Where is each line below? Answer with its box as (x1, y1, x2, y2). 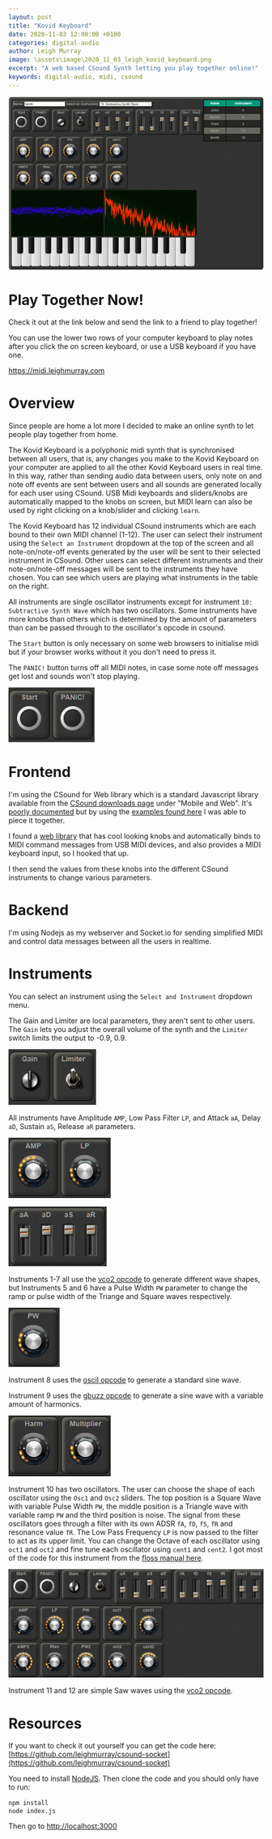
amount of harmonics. (8, 1399, 83, 1409)
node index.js (8, 1807, 57, 1816)
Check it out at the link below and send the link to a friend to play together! (8, 317, 257, 327)
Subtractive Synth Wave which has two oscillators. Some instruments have (8, 605, 257, 615)
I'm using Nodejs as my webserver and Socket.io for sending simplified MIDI (8, 928, 263, 938)
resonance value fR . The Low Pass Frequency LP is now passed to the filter (8, 1527, 259, 1537)
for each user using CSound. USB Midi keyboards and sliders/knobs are (8, 488, 249, 498)
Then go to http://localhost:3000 (8, 1821, 117, 1831)
